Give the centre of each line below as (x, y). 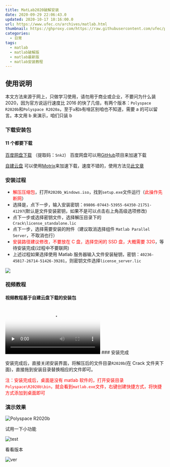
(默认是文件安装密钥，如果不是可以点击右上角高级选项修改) (86, 211)
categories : (18, 33)
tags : (11, 43)
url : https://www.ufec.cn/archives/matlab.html (56, 24)
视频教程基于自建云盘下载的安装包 (41, 298)
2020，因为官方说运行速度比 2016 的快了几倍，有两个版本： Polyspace (78, 103)
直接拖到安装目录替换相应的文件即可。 (56, 369)
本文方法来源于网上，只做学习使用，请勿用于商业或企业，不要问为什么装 (80, 97)
